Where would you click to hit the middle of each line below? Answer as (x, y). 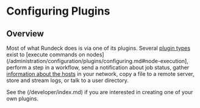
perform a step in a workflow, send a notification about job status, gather (98, 67)
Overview (25, 34)
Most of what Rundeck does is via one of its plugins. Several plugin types (98, 48)
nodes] (95, 55)
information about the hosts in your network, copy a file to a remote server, (101, 74)
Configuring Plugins (58, 11)
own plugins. (22, 99)
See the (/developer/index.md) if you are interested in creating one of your (100, 92)
